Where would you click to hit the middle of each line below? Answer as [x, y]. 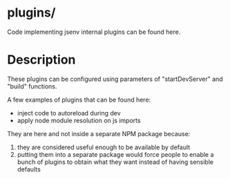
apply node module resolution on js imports [79, 120]
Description [41, 60]
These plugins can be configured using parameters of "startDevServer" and [115, 79]
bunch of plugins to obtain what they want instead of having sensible [115, 162]
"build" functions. [32, 86]
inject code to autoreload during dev [69, 113]
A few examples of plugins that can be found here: [79, 100]
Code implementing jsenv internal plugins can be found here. [94, 32]
